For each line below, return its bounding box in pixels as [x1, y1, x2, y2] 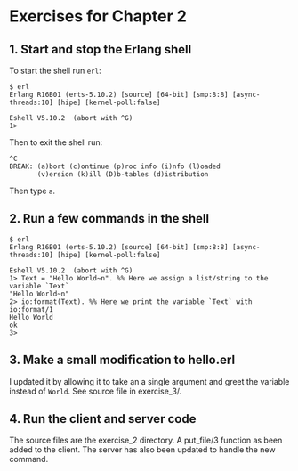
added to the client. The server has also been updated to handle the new [9, 444, 276, 455]
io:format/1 [9, 305, 53, 313]
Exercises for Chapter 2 [9, 6, 187, 27]
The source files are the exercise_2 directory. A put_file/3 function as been [9, 434, 283, 446]
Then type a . [9, 185, 56, 196]
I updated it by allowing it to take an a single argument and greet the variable [9, 376, 290, 386]
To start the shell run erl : [9, 65, 101, 76]
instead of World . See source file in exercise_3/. [9, 386, 182, 396]
